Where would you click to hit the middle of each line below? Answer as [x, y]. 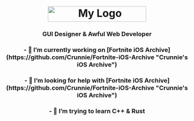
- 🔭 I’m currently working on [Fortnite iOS [84, 50]
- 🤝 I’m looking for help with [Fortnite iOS [84, 80]
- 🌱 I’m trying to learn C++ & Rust [97, 111]
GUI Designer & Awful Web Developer [97, 34]
